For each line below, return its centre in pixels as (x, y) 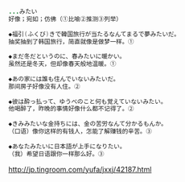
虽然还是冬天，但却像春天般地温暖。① (62, 64)
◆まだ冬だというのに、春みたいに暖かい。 (67, 56)
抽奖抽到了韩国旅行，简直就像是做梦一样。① (71, 41)
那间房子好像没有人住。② (44, 86)
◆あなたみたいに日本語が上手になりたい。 (67, 146)
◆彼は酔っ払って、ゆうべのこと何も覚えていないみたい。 (88, 101)
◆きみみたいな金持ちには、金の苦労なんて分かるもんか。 (88, 124)
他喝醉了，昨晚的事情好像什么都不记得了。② (71, 109)
